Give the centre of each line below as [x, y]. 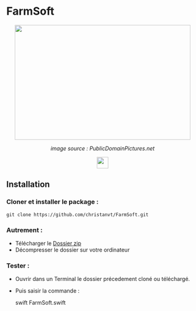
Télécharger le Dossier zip [48, 243]
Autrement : [24, 230]
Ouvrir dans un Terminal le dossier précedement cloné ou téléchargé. [103, 279]
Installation [28, 185]
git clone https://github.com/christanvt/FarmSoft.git [78, 215]
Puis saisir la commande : [47, 291]
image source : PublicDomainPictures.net [103, 148]
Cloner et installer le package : [53, 202]
